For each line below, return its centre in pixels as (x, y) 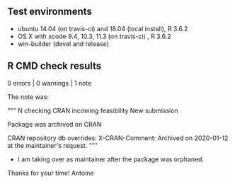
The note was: (28, 97)
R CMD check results (55, 66)
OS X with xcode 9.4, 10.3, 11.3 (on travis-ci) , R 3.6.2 (94, 36)
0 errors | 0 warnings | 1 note (50, 83)
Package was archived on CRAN (55, 124)
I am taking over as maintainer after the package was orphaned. (110, 159)
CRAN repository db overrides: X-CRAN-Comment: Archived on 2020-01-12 (118, 138)
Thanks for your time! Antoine (51, 173)
